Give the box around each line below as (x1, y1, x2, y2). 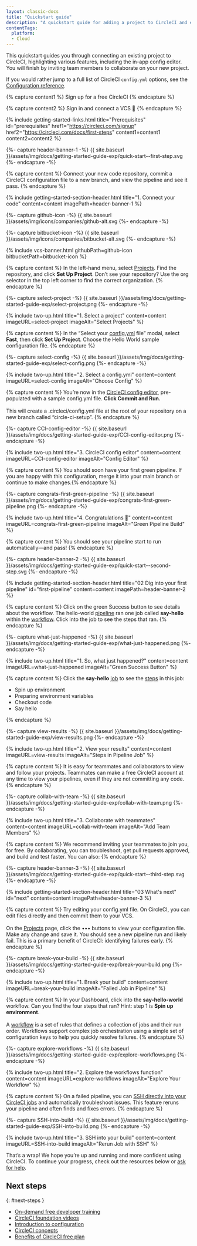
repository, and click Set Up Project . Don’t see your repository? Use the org (6, 271, 189, 278)
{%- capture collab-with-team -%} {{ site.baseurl (6, 793, 125, 800)
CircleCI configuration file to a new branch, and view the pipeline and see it (6, 177, 188, 183)
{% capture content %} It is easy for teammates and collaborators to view (6, 763, 184, 769)
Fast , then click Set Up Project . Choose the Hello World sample (6, 336, 159, 343)
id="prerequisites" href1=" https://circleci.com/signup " (6, 123, 137, 129)
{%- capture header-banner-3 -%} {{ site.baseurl (6, 865, 125, 872)
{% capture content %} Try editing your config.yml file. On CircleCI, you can (6, 906, 190, 913)
